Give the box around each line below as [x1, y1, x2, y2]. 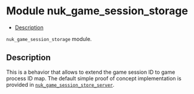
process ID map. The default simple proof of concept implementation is [6, 74, 182, 82]
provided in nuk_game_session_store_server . [6, 81, 115, 88]
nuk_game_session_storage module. [6, 35, 92, 42]
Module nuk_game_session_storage [6, 4, 188, 18]
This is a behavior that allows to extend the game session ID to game [6, 68, 175, 76]
